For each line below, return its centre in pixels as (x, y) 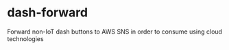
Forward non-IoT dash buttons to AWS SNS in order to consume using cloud (115, 32)
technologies (25, 38)
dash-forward (47, 13)
